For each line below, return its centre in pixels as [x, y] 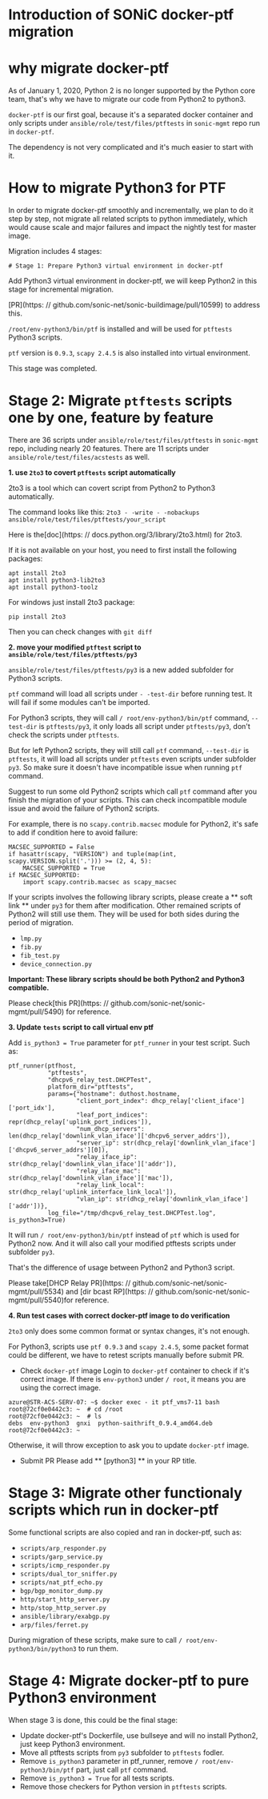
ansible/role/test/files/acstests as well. [79, 457]
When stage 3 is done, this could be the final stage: [93, 1720]
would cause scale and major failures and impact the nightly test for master [132, 227]
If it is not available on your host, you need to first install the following [123, 550]
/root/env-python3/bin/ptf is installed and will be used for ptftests [120, 329]
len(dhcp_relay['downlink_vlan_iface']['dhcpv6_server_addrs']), [119, 1136]
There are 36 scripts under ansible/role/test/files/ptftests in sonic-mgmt [134, 440]
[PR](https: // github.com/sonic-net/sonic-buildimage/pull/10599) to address [134, 305]
